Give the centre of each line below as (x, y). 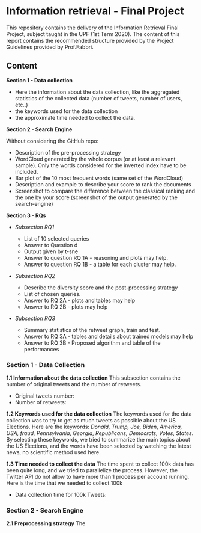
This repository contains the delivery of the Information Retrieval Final (92, 28)
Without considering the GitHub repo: (52, 141)
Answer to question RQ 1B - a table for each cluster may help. (100, 264)
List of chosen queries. (52, 294)
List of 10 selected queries (56, 238)
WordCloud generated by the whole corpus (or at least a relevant (95, 159)
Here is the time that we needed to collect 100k (64, 483)
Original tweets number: (45, 396)
